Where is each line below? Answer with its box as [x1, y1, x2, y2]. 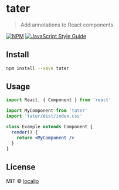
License [6, 162, 36, 172]
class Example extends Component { [6, 124, 93, 130]
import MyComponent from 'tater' [6, 108, 88, 114]
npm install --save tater [6, 65, 69, 71]
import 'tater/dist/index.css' [6, 114, 83, 119]
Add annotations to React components [20, 21, 114, 28]
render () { [11, 129, 38, 135]
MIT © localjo [6, 178, 39, 185]
